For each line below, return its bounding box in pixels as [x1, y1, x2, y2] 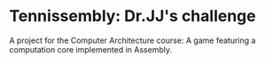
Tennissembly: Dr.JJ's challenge [9, 6, 256, 26]
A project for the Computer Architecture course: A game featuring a [9, 35, 256, 45]
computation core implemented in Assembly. [9, 44, 173, 54]
